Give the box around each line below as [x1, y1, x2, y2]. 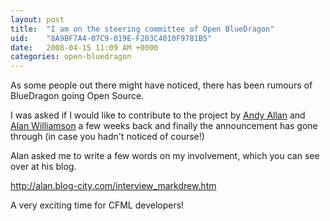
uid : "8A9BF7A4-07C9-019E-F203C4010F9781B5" [10, 33, 213, 43]
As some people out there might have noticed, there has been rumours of [10, 79, 313, 91]
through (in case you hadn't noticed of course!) [10, 131, 205, 143]
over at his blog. [10, 161, 77, 173]
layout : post [10, 14, 65, 25]
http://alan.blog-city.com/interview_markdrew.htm [10, 180, 217, 192]
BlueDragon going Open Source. [10, 90, 145, 102]
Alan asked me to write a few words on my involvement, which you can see [10, 150, 320, 162]
